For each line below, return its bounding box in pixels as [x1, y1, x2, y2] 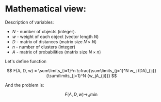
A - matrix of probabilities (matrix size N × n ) [12, 49, 101, 55]
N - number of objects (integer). [12, 28, 76, 34]
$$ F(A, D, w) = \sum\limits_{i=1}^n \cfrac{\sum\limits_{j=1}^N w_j [6, 67, 137, 73]
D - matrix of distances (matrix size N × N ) [12, 38, 97, 44]
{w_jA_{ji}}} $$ [87, 73, 117, 78]
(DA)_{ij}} [138, 67, 157, 73]
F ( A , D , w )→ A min [64, 91, 98, 98]
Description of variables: [5, 19, 54, 25]
